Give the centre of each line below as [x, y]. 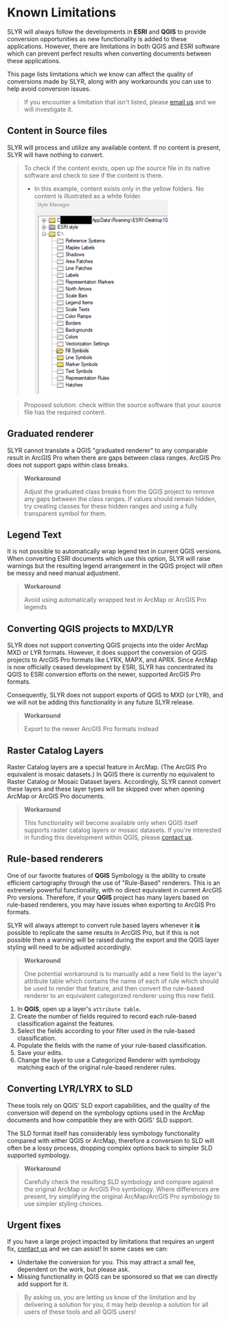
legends [35, 607]
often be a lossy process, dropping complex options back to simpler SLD [110, 1148]
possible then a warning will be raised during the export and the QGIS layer [113, 940]
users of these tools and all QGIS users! [80, 1312]
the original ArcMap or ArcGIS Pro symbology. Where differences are [122, 1189]
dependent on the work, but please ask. [73, 1269]
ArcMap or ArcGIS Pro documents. [56, 796]
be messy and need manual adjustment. [64, 573]
